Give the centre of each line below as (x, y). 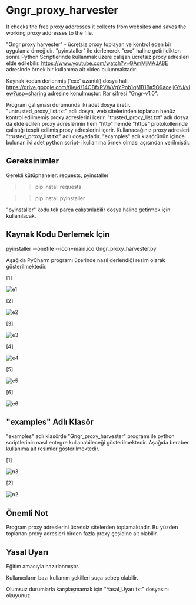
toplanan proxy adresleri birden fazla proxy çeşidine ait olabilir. (82, 534)
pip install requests (58, 187)
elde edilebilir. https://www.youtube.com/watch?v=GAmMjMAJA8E (87, 63)
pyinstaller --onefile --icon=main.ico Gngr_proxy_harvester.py (81, 248)
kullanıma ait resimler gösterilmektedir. (53, 449)
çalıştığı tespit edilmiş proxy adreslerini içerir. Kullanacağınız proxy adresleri (98, 130)
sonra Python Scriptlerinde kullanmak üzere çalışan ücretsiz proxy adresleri (98, 57)
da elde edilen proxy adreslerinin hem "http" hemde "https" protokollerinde (97, 123)
